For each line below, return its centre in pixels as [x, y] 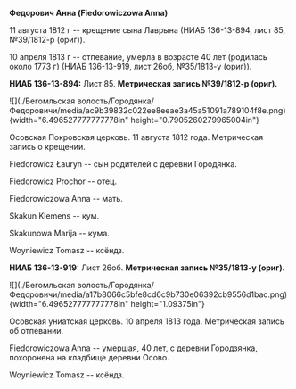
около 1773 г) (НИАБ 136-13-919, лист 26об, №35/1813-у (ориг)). [131, 66]
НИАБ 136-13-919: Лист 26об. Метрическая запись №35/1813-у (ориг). [147, 268]
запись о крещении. [48, 147]
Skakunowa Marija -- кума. [59, 233]
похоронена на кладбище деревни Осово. [89, 357]
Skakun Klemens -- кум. [54, 216]
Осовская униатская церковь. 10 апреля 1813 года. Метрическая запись [147, 321]
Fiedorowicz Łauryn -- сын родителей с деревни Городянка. [123, 164]
